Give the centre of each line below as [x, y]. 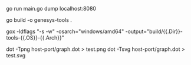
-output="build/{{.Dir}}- [154, 31]
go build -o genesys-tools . [39, 20]
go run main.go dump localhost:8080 [51, 9]
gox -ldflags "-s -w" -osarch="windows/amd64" [65, 31]
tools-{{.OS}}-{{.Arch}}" [35, 38]
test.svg [16, 55]
